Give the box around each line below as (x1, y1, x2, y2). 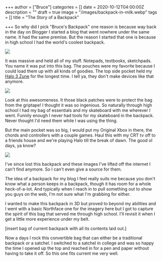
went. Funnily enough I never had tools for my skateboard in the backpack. (5, 113, 154, 118)
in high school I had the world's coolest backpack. (5, 39, 105, 45)
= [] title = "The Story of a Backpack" (5, 15, 79, 20)
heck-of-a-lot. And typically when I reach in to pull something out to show (5, 186, 152, 191)
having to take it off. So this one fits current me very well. (5, 250, 119, 256)
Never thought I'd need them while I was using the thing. (5, 118, 118, 123)
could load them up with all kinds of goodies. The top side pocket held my (5, 68, 152, 74)
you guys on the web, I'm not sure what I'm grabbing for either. (5, 191, 131, 197)
